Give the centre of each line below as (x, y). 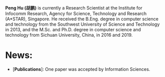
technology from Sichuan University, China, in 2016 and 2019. (69, 35)
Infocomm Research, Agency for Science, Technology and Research (76, 14)
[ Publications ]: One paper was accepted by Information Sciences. (81, 69)
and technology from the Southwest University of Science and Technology (82, 24)
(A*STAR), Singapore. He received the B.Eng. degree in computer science (82, 19)
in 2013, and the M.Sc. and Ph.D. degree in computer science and (73, 29)
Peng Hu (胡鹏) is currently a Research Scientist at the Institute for (74, 8)
